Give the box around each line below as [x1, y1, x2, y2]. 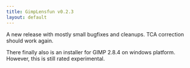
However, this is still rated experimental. [6, 55, 105, 62]
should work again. [6, 37, 54, 44]
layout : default [6, 14, 47, 20]
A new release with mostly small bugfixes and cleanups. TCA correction [6, 30, 185, 38]
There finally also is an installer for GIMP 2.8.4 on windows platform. [6, 48, 176, 55]
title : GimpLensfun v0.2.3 [6, 8, 74, 15]
